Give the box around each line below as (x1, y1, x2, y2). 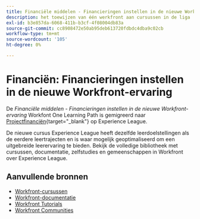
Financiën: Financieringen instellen (6, 73, 184, 86)
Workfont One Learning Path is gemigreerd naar (28, 111, 146, 118)
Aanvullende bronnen (6, 172, 88, 182)
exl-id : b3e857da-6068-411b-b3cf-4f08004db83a (6, 20, 124, 26)
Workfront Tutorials (14, 200, 62, 207)
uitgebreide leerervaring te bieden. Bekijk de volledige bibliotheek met (6, 142, 179, 149)
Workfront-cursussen (14, 187, 68, 195)
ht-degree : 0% (6, 42, 42, 48)
